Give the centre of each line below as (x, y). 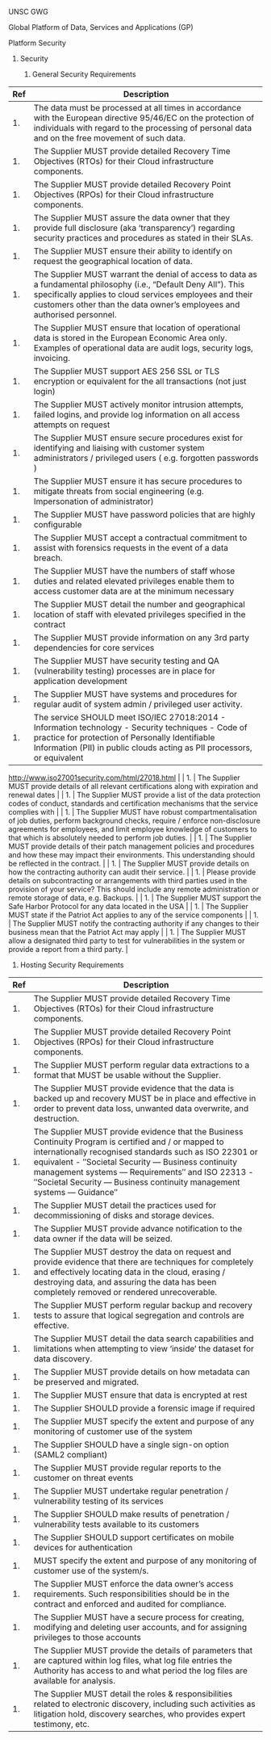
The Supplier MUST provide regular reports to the (127, 1467)
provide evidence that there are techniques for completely (144, 1262)
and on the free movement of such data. (109, 138)
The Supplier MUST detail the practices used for (125, 1205)
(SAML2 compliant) (71, 1455)
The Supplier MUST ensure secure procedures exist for (138, 438)
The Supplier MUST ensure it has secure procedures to (138, 481)
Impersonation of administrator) (94, 501)
